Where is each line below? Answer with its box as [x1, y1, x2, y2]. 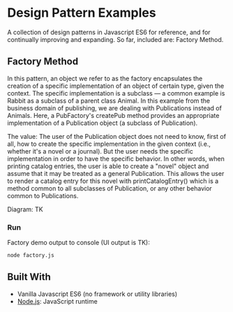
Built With [7, 271, 51, 283]
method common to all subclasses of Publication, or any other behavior [7, 184, 213, 193]
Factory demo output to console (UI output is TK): [7, 239, 150, 247]
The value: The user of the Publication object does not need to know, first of [7, 132, 227, 140]
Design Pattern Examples [7, 5, 156, 21]
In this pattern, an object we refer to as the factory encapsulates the [7, 74, 203, 82]
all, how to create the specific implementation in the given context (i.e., [7, 140, 211, 148]
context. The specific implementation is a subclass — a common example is [7, 89, 225, 97]
